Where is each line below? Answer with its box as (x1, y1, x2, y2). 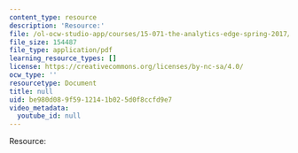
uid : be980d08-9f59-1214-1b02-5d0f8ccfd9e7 (9, 95, 173, 104)
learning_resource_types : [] (9, 54, 117, 63)
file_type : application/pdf (9, 46, 114, 55)
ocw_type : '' (9, 71, 58, 80)
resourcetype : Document (9, 79, 98, 88)
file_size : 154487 (9, 37, 77, 47)
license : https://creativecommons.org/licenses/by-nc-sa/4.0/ (9, 63, 244, 72)
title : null (9, 87, 53, 96)
